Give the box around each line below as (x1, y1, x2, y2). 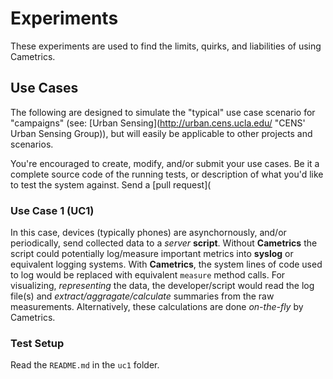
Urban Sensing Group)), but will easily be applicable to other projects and (10, 127, 313, 139)
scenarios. (10, 138, 54, 150)
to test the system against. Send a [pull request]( (10, 178, 212, 191)
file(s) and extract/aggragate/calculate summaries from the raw (10, 290, 275, 302)
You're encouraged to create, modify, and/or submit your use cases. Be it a (10, 157, 320, 169)
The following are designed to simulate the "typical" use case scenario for (10, 106, 316, 118)
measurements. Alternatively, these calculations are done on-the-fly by (10, 301, 304, 313)
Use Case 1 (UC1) (10, 203, 95, 217)
